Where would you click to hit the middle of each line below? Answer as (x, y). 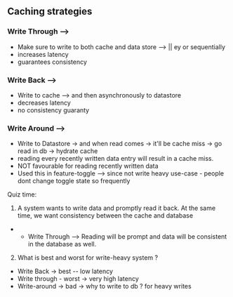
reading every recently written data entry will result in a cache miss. (115, 159)
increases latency (43, 54)
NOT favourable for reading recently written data (88, 166)
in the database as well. (62, 244)
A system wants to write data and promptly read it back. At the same (116, 208)
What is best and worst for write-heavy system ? (88, 258)
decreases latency (44, 103)
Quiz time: (22, 194)
